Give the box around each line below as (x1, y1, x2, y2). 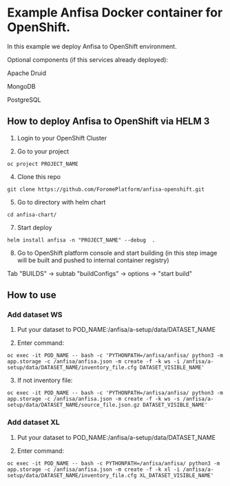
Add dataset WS (7, 310, 63, 319)
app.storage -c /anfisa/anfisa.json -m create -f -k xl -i (7, 466, 180, 473)
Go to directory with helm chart (17, 198, 106, 206)
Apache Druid (7, 69, 47, 77)
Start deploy (17, 223, 52, 231)
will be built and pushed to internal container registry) (17, 256, 170, 264)
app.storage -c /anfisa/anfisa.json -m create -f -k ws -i (7, 358, 180, 366)
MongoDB (7, 82, 36, 90)
